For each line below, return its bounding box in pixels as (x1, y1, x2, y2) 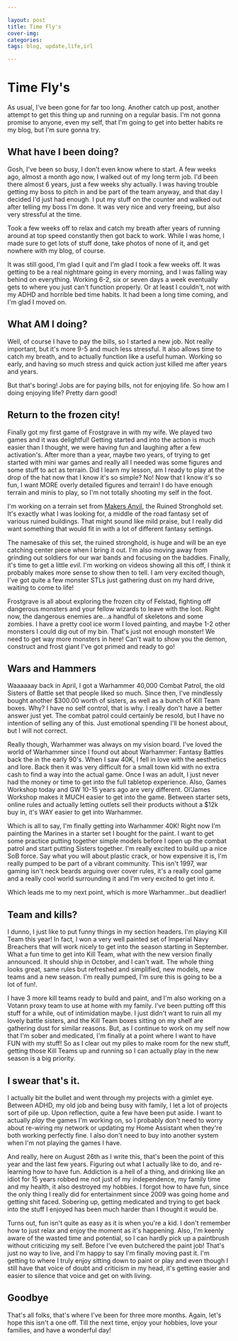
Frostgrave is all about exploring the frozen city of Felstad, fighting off (7, 596, 211, 606)
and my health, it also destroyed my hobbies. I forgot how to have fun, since (7, 1182, 229, 1191)
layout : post (7, 16, 46, 23)
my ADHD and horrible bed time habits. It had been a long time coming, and (7, 290, 228, 298)
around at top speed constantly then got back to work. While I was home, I (7, 231, 225, 239)
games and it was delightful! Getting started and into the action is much (7, 435, 216, 443)
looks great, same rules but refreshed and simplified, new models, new (7, 965, 215, 974)
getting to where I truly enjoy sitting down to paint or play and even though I (7, 1256, 229, 1264)
